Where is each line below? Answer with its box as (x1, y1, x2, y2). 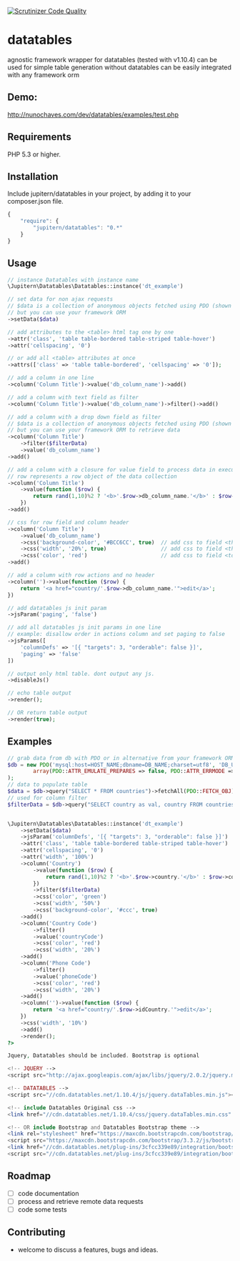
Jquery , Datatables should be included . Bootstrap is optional (7, 1052, 200, 1060)
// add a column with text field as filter (7, 394, 139, 401)
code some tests (17, 1205, 67, 1214)
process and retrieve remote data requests (17, 1197, 144, 1205)
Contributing (7, 1226, 66, 1239)
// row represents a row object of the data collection (7, 472, 177, 480)
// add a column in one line (7, 374, 94, 382)
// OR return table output (7, 709, 88, 717)
